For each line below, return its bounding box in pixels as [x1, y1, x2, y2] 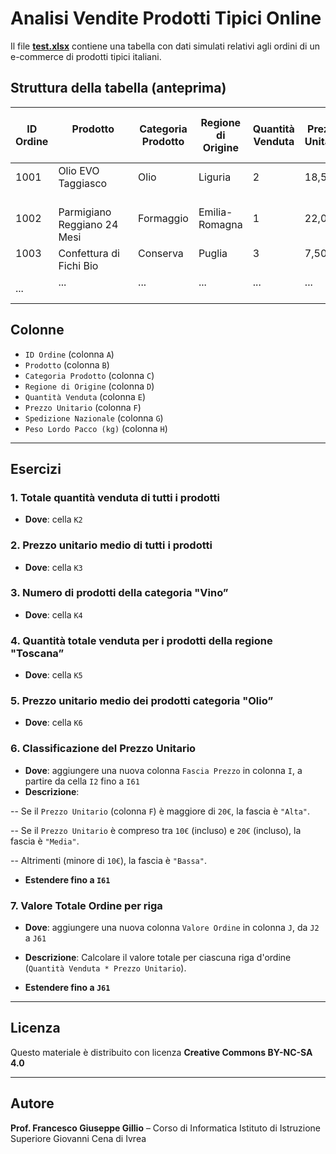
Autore [10, 1095, 55, 1112]
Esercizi [10, 460, 62, 477]
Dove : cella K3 [24, 561, 83, 573]
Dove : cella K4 [24, 608, 83, 621]
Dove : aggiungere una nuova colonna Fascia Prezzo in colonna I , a [24, 764, 303, 776]
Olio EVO [58, 163, 100, 177]
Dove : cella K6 [24, 717, 83, 729]
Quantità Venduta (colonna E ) [24, 390, 147, 402]
